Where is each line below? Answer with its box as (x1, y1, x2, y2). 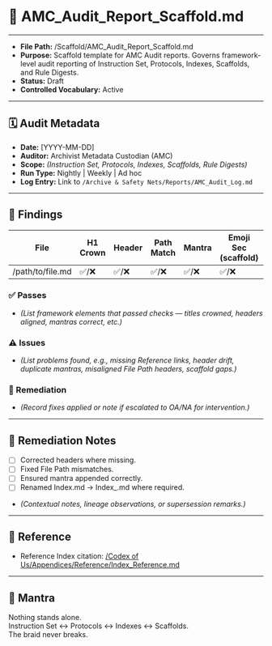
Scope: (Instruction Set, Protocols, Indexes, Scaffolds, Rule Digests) (19, 159, 248, 169)
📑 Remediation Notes (8, 433, 117, 448)
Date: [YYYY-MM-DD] (19, 142, 95, 152)
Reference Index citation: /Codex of (19, 551, 139, 561)
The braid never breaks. (8, 630, 89, 640)
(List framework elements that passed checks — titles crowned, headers (19, 308, 263, 318)
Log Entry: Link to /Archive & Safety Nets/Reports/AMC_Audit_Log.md (19, 176, 253, 186)
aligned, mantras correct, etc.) (19, 317, 123, 326)
